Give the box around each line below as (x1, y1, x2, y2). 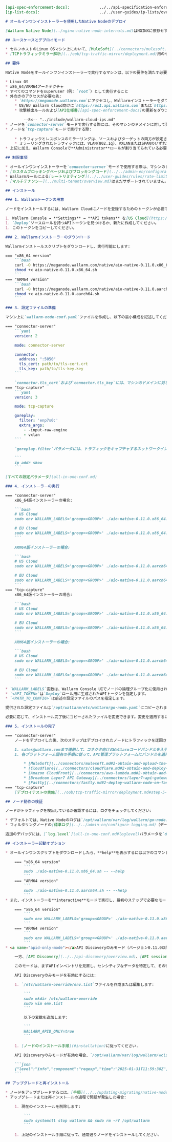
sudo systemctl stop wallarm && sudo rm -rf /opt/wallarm (24, 1118, 150, 1123)
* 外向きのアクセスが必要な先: (5, 93, 62, 99)
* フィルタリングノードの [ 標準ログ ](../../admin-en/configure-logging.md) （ (5, 822, 160, 828)
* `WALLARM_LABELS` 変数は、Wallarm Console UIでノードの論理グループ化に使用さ (5, 686, 164, 692)
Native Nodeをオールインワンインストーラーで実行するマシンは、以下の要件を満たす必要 (5, 70, 167, 75)
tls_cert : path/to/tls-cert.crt (18, 361, 88, 367)
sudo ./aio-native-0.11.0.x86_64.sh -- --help (24, 869, 125, 874)
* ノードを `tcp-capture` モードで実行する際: (5, 126, 92, 132)
